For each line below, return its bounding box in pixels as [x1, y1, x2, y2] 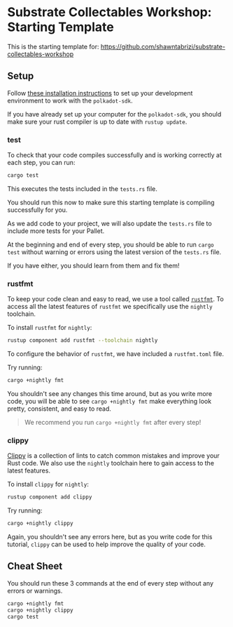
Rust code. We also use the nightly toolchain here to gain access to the [7, 459, 215, 468]
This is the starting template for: [7, 42, 99, 51]
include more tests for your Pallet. [7, 226, 105, 235]
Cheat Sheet [7, 560, 63, 572]
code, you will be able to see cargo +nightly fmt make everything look [7, 397, 212, 405]
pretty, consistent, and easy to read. [7, 404, 112, 413]
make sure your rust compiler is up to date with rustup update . [7, 117, 188, 126]
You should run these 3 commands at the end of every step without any [7, 579, 214, 587]
